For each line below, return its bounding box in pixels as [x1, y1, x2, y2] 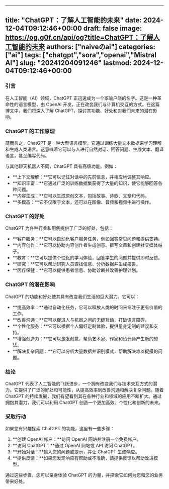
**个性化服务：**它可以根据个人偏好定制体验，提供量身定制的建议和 [12, 323, 154, 329]
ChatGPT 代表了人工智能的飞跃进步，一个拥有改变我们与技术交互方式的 [5, 380, 153, 386]
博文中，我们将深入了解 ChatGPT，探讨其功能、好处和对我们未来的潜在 [5, 108, 153, 114]
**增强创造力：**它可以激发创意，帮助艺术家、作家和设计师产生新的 [12, 335, 154, 342]
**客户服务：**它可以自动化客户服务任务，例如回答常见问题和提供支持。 [12, 236, 162, 242]
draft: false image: [83, 24, 142, 33]
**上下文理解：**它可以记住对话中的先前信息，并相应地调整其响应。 [12, 174, 154, 180]
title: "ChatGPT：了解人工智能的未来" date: [5, 16, 142, 25]
